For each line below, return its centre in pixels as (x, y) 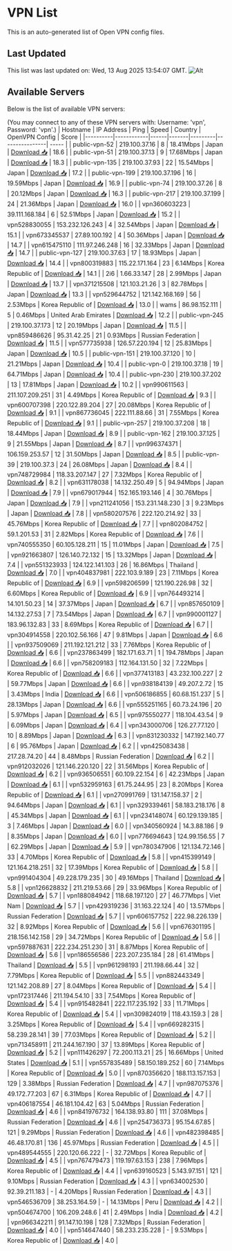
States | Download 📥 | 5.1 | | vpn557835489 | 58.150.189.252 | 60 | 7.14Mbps (116, 1062)
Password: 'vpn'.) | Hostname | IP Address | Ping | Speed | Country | (104, 129)
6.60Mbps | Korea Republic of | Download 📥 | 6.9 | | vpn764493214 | (106, 593)
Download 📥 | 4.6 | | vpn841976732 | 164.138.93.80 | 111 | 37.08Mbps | (107, 1111)
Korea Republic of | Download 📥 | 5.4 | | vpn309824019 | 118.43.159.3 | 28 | (115, 1014)
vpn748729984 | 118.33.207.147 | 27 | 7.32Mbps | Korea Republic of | (105, 474)
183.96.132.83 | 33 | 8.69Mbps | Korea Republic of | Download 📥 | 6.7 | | (110, 624)
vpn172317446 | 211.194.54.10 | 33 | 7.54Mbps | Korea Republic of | (101, 995)
